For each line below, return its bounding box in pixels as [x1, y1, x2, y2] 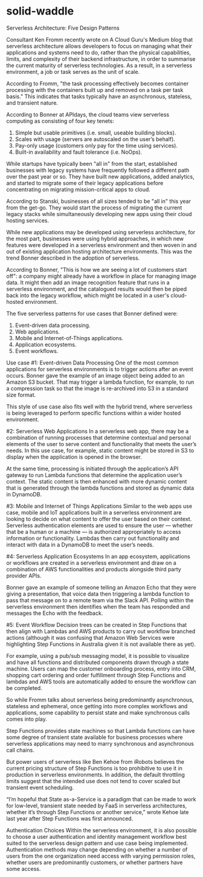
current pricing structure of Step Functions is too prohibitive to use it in [6, 764, 183, 772]
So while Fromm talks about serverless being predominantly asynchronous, [6, 696, 194, 703]
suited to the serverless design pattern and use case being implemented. [6, 839, 188, 847]
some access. [6, 865, 41, 872]
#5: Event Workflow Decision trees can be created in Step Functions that [6, 621, 187, 628]
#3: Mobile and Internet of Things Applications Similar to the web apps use [6, 502, 192, 510]
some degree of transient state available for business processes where [6, 734, 183, 741]
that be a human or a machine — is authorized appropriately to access [6, 528, 181, 535]
